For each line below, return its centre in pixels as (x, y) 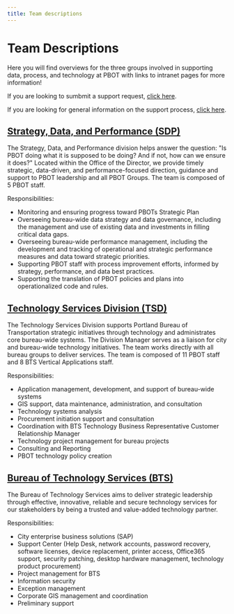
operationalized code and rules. (63, 286)
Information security (46, 581)
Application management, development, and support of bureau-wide (116, 389)
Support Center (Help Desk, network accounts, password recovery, (114, 544)
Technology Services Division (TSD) (87, 308)
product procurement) (49, 566)
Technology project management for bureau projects (93, 441)
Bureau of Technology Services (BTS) (91, 478)
